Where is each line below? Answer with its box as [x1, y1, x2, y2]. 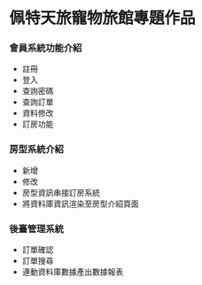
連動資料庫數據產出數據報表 [21, 266, 124, 277]
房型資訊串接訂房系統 [21, 187, 100, 197]
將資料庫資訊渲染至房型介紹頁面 [21, 198, 139, 209]
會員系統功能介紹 [9, 42, 82, 54]
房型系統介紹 [9, 143, 65, 156]
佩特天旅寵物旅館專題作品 [9, 8, 197, 28]
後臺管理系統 [9, 222, 65, 235]
